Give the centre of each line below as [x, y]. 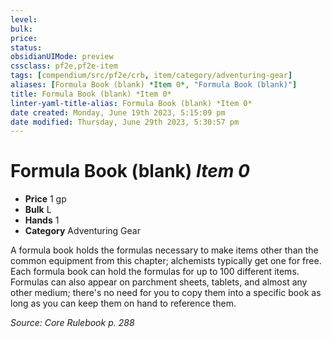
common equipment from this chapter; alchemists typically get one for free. [166, 261]
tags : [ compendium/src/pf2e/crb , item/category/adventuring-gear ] [151, 76]
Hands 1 [42, 220]
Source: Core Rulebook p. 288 [72, 323]
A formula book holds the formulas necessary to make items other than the [164, 250]
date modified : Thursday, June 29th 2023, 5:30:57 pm [125, 122]
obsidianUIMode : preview [62, 57]
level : [24, 19]
